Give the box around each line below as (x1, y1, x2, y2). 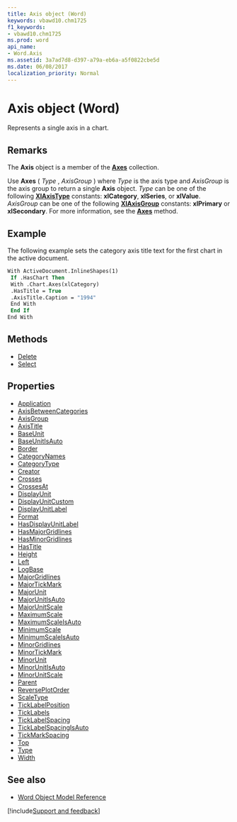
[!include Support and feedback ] (7, 806, 100, 815)
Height (17, 550, 37, 558)
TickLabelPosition (17, 700, 70, 709)
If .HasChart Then (10, 274, 65, 281)
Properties (7, 380, 55, 392)
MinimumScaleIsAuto (17, 633, 80, 641)
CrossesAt (17, 482, 48, 490)
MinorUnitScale (17, 670, 63, 679)
